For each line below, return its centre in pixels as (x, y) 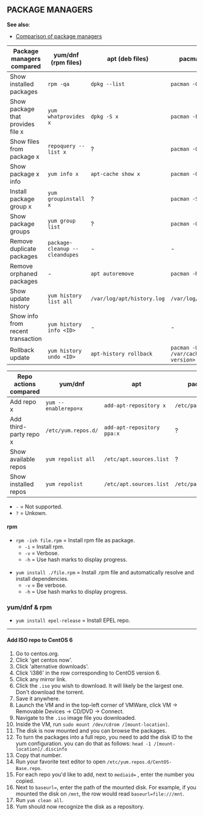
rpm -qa (59, 84)
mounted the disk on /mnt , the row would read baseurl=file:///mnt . (100, 794)
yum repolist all (70, 459)
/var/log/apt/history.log (128, 298)
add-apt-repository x (135, 405)
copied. (25, 781)
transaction (26, 338)
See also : (19, 24)
